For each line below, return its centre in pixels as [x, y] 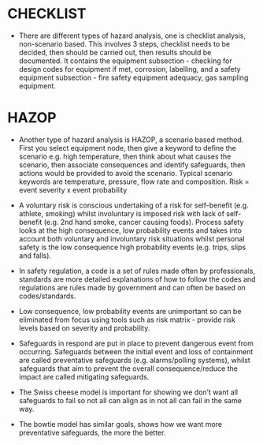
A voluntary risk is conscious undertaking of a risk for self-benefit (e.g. [133, 205]
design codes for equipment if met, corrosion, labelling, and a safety [130, 69]
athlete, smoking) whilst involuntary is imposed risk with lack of [122, 213]
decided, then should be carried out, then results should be [115, 52]
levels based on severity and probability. [84, 327]
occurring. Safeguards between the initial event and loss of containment [136, 351]
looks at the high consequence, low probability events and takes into [130, 230]
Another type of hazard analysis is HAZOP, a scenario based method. [131, 140]
